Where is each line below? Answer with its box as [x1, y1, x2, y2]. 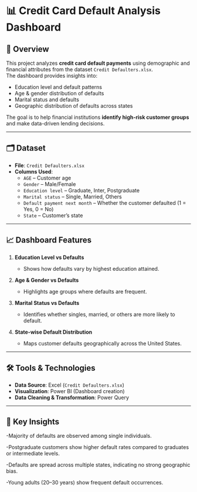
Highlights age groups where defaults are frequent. [23, 288, 147, 295]
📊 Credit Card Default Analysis [6, 4, 161, 18]
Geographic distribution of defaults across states [14, 102, 133, 109]
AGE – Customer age [23, 174, 72, 181]
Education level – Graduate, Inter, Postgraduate [23, 187, 140, 194]
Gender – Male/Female [23, 180, 76, 188]
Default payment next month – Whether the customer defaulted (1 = [23, 199, 186, 206]
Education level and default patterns [14, 84, 103, 91]
